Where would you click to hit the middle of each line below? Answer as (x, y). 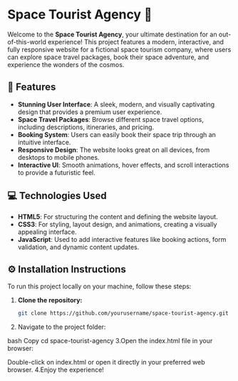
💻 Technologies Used (57, 196)
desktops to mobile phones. (58, 157)
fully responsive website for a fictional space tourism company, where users (119, 49)
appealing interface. (47, 232)
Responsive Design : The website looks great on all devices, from (114, 150)
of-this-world (27, 41)
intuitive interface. (44, 142)
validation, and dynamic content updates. (78, 247)
